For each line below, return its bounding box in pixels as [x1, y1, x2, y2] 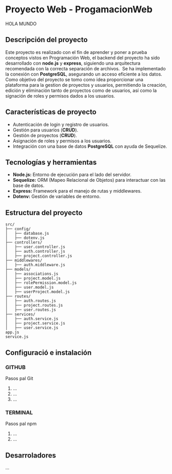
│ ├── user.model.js [5, 285, 54, 290]
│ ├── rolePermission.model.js [5, 280, 77, 286]
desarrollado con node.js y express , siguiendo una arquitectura [5, 60, 141, 66]
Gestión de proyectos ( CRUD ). [12, 132, 77, 138]
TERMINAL [5, 409, 33, 416]
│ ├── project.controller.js [5, 253, 72, 259]
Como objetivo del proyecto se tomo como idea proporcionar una [5, 76, 144, 83]
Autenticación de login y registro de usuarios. [12, 121, 109, 127]
